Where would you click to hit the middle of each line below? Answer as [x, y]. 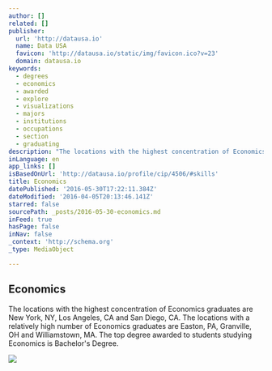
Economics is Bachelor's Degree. [64, 343]
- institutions [41, 122]
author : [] [27, 16]
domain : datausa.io [49, 62]
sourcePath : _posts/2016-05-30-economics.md [85, 211]
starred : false [34, 204]
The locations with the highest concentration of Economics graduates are [131, 309]
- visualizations [45, 106]
